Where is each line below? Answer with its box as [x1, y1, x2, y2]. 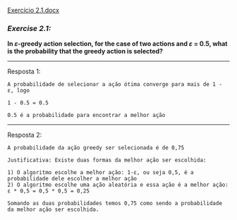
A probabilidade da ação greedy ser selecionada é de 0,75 [7, 145, 185, 152]
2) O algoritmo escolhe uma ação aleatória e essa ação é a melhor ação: [7, 181, 229, 189]
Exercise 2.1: [7, 23, 51, 33]
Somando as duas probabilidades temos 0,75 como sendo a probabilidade [7, 200, 222, 207]
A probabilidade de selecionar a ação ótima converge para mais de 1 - [7, 81, 222, 88]
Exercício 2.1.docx [7, 6, 60, 14]
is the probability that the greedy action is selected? [7, 47, 164, 56]
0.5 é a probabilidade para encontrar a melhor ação [7, 112, 166, 119]
